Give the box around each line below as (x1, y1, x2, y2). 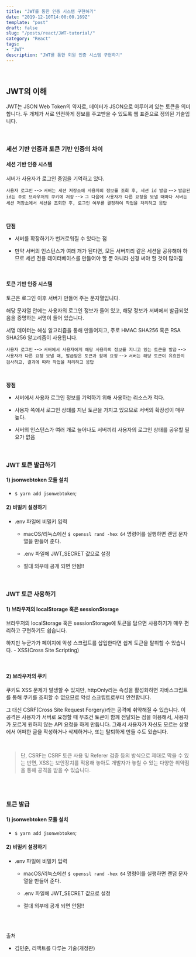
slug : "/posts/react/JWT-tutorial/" (6, 30, 95, 36)
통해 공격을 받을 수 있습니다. (26, 767, 91, 774)
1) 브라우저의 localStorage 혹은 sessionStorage (6, 605, 119, 612)
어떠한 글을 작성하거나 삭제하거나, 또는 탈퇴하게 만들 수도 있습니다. (16, 728, 169, 735)
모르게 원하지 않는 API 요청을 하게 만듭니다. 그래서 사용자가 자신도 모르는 (12, 721, 178, 728)
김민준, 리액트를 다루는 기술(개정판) (14, 944, 95, 951)
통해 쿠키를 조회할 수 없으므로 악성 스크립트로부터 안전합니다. (12, 694, 152, 701)
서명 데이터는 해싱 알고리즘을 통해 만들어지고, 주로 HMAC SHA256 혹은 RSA (6, 326, 181, 333)
